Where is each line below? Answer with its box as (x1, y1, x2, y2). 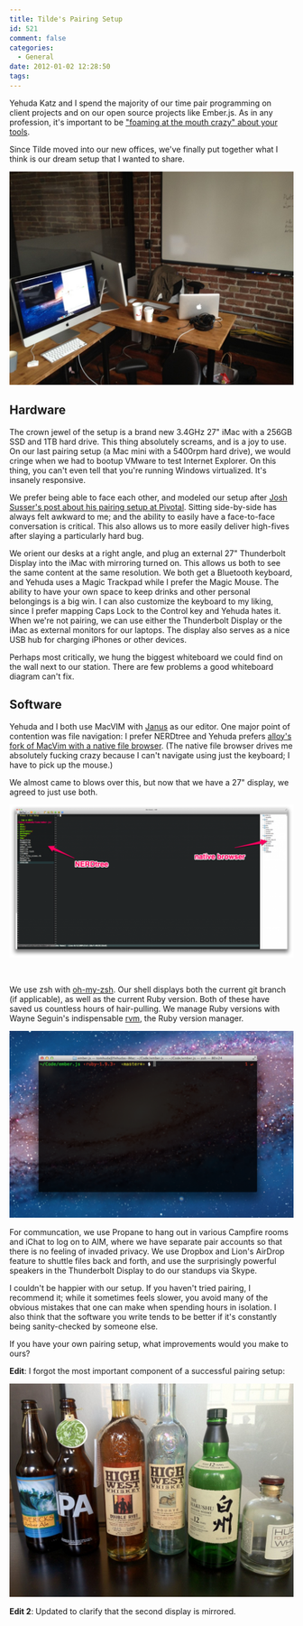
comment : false (9, 33, 67, 42)
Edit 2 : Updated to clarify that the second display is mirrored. (9, 1605, 236, 1616)
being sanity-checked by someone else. (9, 1321, 159, 1332)
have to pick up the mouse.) (9, 759, 114, 770)
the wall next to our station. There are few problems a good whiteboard (9, 661, 274, 672)
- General (17, 52, 54, 62)
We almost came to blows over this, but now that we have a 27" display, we (9, 776, 289, 787)
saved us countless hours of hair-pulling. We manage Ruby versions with (9, 1003, 280, 1015)
